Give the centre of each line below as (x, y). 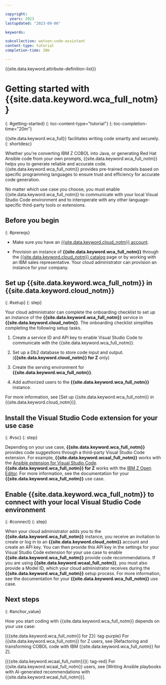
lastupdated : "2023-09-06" (33, 23)
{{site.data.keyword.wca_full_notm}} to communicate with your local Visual (82, 194)
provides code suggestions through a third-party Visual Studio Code (75, 452)
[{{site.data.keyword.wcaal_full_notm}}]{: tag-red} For (60, 661)
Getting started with (47, 89)
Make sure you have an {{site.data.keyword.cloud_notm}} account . (81, 242)
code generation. (23, 179)
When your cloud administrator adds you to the (53, 531)
